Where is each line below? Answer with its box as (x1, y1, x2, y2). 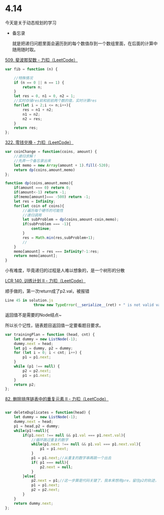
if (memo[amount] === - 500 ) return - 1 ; (14, 194, 91, 199)
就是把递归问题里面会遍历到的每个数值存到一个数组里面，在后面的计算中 (12, 40, 158, 46)
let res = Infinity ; (14, 199, 56, 204)
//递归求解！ (14, 154, 37, 159)
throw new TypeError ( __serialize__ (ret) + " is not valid (33, 302, 154, 308)
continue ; (31, 226, 51, 231)
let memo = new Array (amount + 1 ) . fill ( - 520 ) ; (14, 163, 110, 168)
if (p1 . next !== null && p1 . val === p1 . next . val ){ (22, 433, 125, 438)
